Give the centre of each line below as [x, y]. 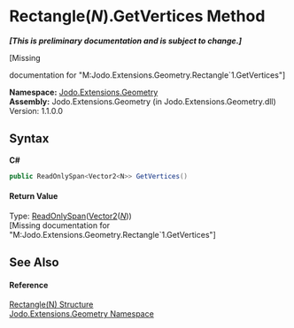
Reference [29, 285]
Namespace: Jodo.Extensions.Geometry [84, 92]
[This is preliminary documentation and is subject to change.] [125, 41]
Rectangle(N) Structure [51, 305]
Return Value [34, 196]
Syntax [29, 139]
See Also [34, 263]
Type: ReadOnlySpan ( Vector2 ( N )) [71, 216]
